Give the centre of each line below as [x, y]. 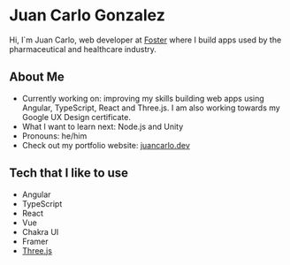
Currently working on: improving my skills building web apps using [143, 98]
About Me [37, 77]
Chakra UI [40, 231]
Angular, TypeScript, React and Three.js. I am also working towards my [151, 108]
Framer [35, 241]
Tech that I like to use [69, 173]
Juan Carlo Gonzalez [87, 15]
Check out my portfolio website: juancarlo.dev [106, 145]
